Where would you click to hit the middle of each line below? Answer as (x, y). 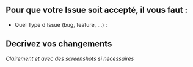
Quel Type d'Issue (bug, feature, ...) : (61, 24)
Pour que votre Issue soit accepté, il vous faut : (97, 10)
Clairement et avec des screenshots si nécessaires (70, 58)
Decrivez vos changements (59, 44)
